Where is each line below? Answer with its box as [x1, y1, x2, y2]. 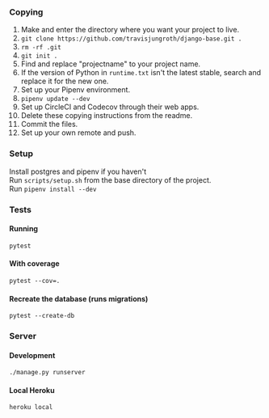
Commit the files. [20, 120, 78, 129]
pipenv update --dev [20, 95, 90, 103]
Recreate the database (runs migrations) [9, 293, 149, 303]
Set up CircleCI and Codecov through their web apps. [20, 102, 200, 112]
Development [9, 350, 56, 360]
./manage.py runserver [9, 369, 86, 377]
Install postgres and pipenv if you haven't [9, 167, 147, 176]
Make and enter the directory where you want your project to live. [20, 25, 240, 35]
